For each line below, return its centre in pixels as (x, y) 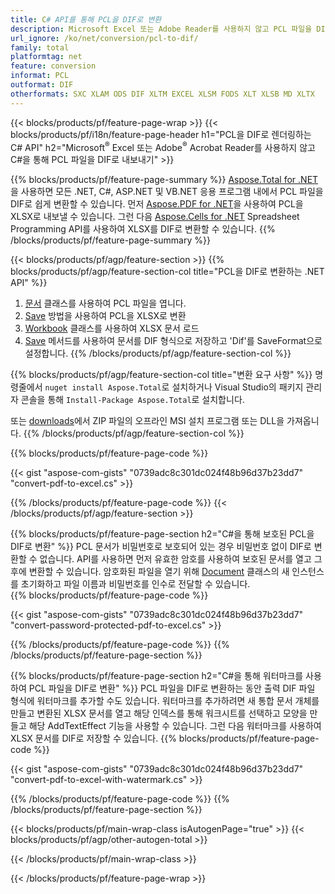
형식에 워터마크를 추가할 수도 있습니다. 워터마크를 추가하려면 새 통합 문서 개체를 (165, 701)
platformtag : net (46, 57)
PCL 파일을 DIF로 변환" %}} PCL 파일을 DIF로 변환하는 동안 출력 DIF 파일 (172, 688)
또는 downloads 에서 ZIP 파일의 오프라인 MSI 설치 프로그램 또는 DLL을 (147, 421)
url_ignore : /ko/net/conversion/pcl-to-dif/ (104, 38)
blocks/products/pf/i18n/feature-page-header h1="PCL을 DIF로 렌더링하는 (161, 134)
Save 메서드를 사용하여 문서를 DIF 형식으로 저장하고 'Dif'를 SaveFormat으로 (173, 341)
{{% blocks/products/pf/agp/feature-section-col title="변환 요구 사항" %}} (161, 375)
